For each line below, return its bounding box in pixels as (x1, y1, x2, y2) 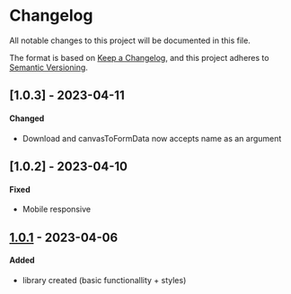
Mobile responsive (22, 203, 92, 215)
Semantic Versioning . (9, 62, 88, 73)
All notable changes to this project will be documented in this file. (9, 35, 251, 46)
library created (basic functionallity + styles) (22, 274, 187, 285)
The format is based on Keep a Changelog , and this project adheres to (9, 52, 269, 63)
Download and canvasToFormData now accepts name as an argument (22, 133, 282, 143)
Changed (9, 113, 45, 124)
